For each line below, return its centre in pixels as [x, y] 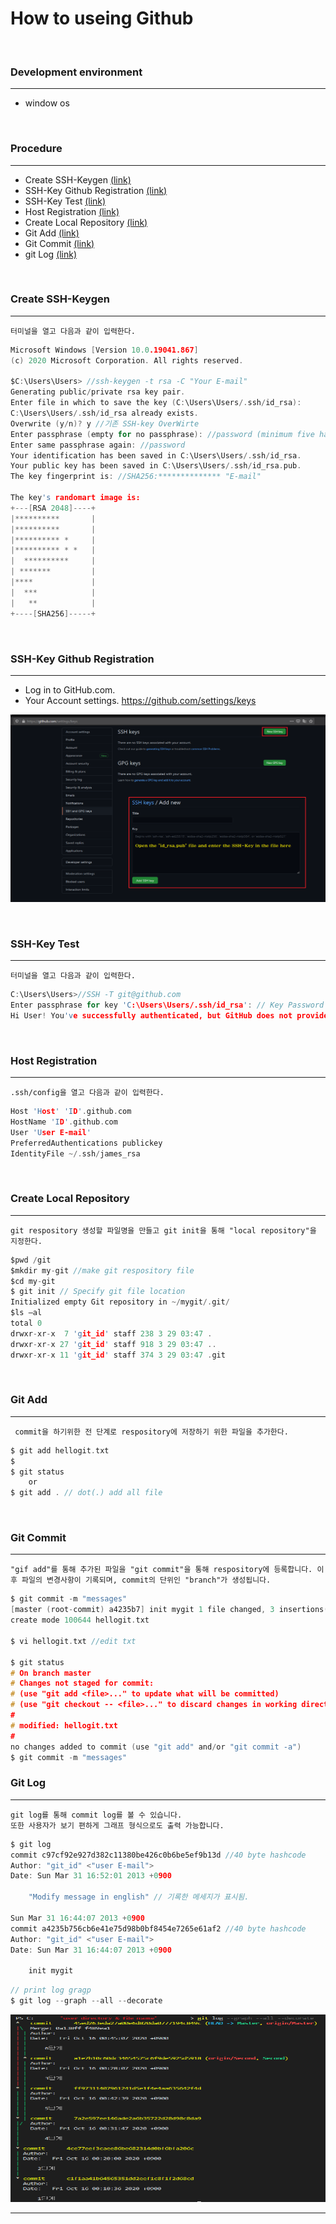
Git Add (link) [52, 233]
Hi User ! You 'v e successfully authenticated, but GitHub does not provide [169, 1015]
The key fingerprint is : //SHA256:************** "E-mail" [136, 477]
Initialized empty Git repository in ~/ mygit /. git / [120, 1302]
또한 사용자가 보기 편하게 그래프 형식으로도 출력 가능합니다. [117, 1825]
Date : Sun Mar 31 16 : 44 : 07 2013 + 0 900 [91, 1950]
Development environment [76, 72]
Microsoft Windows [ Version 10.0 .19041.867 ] [104, 350]
